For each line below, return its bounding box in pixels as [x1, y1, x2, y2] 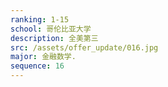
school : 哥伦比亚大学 [10, 24, 92, 34]
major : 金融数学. [10, 52, 77, 62]
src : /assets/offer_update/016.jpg [10, 42, 159, 53]
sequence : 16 [10, 61, 65, 71]
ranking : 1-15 [10, 14, 70, 25]
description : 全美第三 [10, 33, 99, 43]
